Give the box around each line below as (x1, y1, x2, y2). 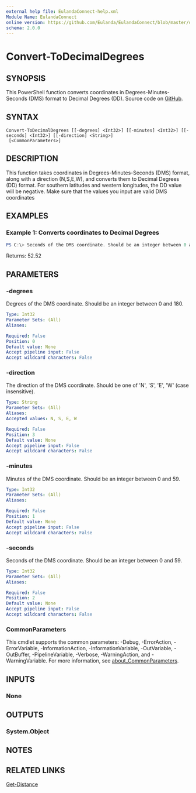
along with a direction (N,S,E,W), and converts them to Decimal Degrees (6, 175, 180, 182)
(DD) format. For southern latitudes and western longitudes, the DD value (6, 181, 182, 188)
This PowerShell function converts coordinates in (6, 89, 124, 96)
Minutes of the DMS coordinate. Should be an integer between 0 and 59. (6, 475, 181, 482)
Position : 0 (6, 338, 35, 344)
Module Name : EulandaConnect (6, 14, 77, 20)
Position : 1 (6, 513, 35, 520)
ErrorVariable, (6, 645, 40, 652)
